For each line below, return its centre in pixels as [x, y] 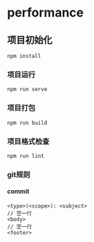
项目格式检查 [28, 141]
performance [45, 13]
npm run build [27, 123]
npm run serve [27, 90]
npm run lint [26, 156]
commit [18, 192]
